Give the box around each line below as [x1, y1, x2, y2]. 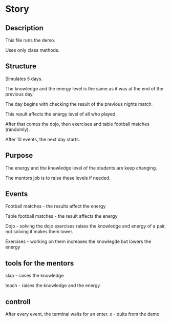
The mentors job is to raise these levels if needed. [5, 175, 111, 181]
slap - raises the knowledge [5, 273, 64, 279]
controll [5, 297, 31, 306]
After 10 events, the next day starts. [5, 136, 80, 142]
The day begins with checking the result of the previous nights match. [5, 101, 153, 107]
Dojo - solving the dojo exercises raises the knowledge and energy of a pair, [5, 223, 166, 229]
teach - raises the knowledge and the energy [5, 282, 100, 289]
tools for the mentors [5, 259, 74, 268]
